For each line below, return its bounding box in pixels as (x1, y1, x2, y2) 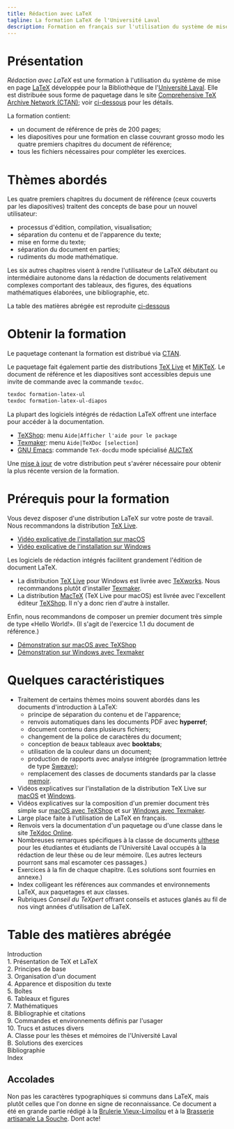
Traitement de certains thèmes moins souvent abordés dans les (17, 695, 201, 704)
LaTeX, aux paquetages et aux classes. (17, 887, 130, 896)
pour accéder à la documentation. (7, 417, 104, 425)
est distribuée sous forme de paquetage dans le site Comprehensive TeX (7, 91, 217, 100)
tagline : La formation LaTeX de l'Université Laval (7, 17, 160, 24)
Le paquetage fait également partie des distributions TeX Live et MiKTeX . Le (7, 363, 226, 371)
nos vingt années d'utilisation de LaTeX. (17, 902, 132, 910)
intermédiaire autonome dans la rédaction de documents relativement (7, 274, 207, 282)
